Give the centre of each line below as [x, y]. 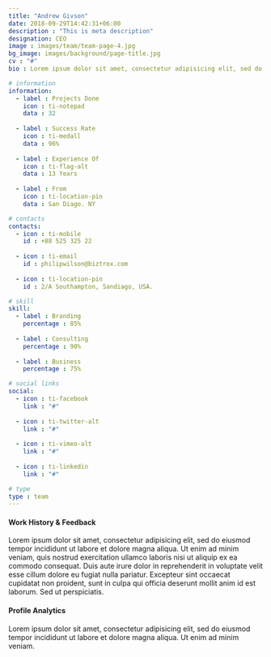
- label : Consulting [52, 339]
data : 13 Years [51, 174]
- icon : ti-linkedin [52, 466]
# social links [34, 384]
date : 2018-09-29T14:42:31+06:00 [65, 24]
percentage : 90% [52, 346]
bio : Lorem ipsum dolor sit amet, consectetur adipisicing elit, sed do [135, 69]
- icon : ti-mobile [49, 234]
